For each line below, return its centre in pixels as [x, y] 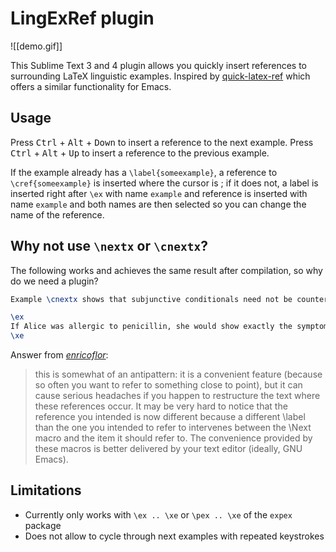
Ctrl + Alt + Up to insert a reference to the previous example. [140, 153]
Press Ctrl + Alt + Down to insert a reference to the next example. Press [162, 142]
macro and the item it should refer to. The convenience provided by [173, 438]
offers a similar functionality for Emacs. [91, 86]
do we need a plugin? [54, 281]
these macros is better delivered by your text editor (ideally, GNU [168, 449]
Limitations [46, 490]
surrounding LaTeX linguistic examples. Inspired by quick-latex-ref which [160, 76]
